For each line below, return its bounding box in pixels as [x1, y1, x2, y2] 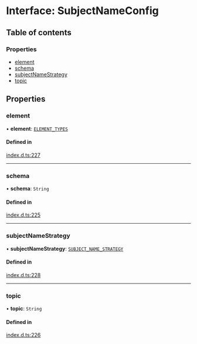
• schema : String [6, 185, 49, 192]
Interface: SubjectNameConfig [6, 4, 159, 18]
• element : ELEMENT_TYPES [6, 125, 69, 132]
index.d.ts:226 [6, 332, 41, 339]
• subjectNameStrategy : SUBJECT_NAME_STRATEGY [6, 245, 124, 252]
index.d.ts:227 [6, 151, 41, 158]
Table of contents [6, 28, 72, 38]
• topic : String [6, 305, 42, 312]
